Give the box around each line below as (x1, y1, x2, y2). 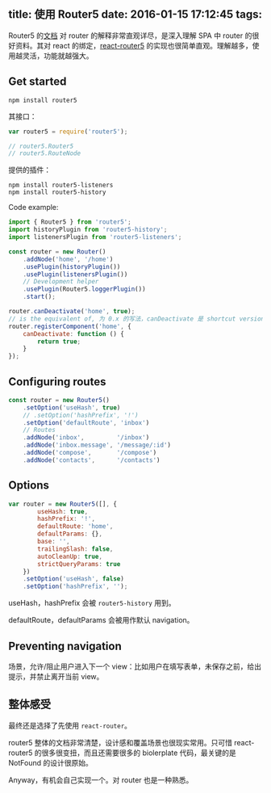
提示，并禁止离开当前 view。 (8, 671, 104, 681)
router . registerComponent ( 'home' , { (8, 322, 131, 330)
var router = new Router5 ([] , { (8, 500, 117, 508)
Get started (8, 75, 67, 89)
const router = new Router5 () (8, 396, 110, 404)
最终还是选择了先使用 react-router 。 (8, 720, 131, 730)
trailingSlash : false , (37, 544, 114, 553)
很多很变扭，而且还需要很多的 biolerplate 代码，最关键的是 (41, 748, 236, 757)
